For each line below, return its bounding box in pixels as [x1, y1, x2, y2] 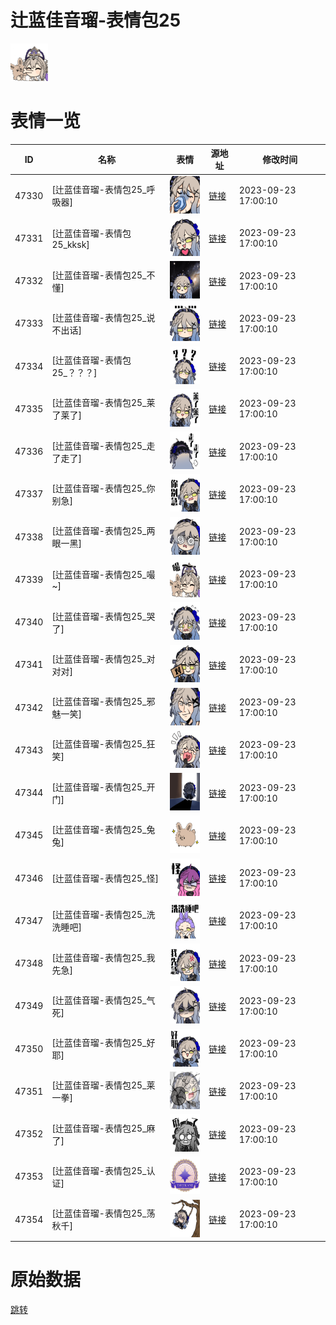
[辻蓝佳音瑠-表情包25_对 [51, 652, 156, 665]
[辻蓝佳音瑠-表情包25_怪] [51, 872, 159, 885]
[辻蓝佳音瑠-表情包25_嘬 [51, 568, 156, 580]
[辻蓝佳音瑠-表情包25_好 [51, 1037, 156, 1049]
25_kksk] [51, 238, 90, 250]
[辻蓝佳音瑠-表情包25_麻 [51, 1122, 156, 1134]
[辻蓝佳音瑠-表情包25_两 [51, 525, 156, 537]
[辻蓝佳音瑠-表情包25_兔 [51, 823, 156, 835]
